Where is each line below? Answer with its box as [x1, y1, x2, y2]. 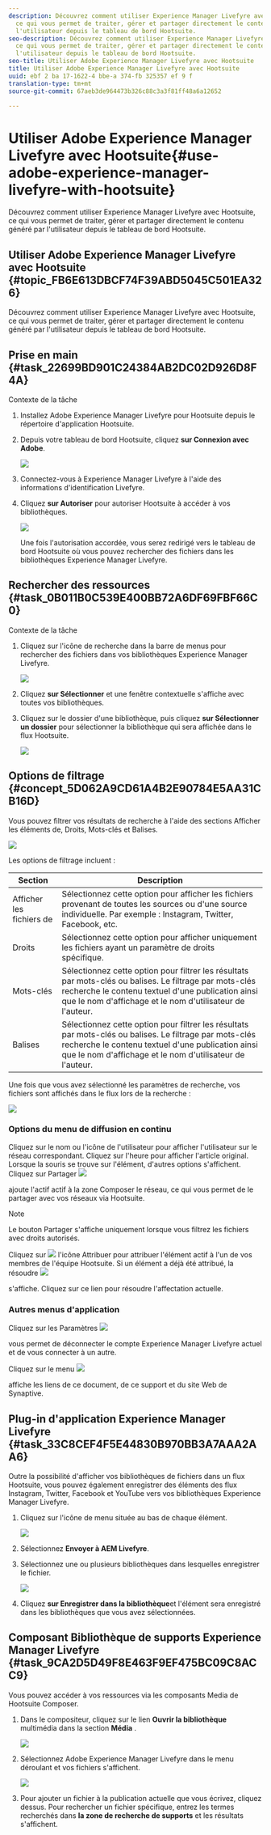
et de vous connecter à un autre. [8, 1348, 117, 1358]
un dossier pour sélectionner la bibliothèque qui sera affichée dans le [19, 722, 252, 731]
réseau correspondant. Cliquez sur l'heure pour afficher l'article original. [8, 1151, 249, 1160]
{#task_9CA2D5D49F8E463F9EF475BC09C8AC [8, 1656, 257, 1670]
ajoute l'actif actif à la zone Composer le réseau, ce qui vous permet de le [8, 1184, 254, 1194]
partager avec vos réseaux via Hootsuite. [8, 1193, 145, 1202]
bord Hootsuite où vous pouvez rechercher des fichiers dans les [19, 546, 234, 556]
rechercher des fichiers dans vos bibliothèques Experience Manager [19, 649, 248, 659]
